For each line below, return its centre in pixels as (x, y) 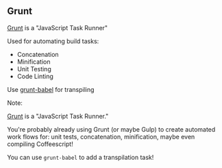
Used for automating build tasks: (53, 41)
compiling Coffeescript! (40, 144)
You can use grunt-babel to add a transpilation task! (81, 157)
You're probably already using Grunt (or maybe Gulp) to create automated (111, 129)
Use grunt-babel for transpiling (51, 89)
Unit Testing (34, 69)
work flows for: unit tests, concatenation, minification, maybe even (101, 136)
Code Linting (35, 76)
